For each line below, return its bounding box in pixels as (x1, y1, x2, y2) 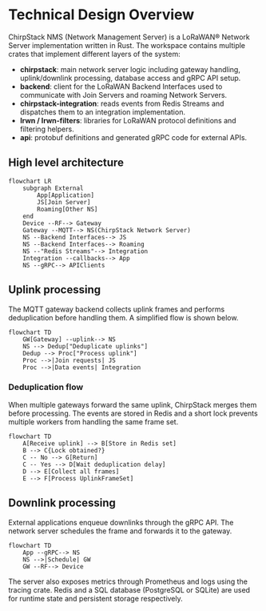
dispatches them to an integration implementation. (19, 107, 186, 117)
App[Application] (37, 191, 94, 199)
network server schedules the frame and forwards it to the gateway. (8, 526, 232, 536)
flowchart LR (8, 177, 52, 185)
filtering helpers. (19, 124, 74, 134)
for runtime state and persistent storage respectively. (8, 593, 184, 603)
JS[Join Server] (37, 198, 91, 206)
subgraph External (22, 184, 84, 192)
